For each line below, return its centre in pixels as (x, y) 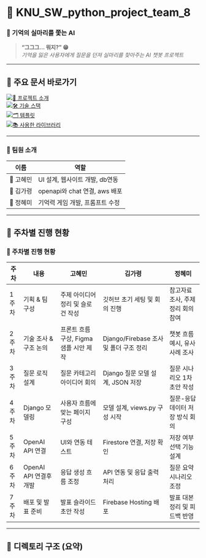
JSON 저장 (127, 382)
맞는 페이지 (75, 412)
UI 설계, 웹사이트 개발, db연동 (78, 179)
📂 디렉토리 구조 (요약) (45, 546)
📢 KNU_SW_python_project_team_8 (99, 13)
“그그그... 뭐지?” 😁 (45, 47)
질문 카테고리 (78, 373)
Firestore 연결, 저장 (129, 442)
